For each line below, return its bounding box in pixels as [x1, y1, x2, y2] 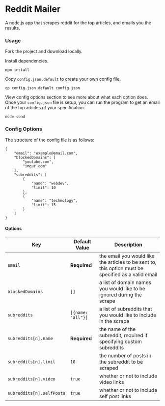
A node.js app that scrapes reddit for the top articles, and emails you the [5, 20, 151, 26]
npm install [5, 67, 29, 72]
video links [99, 378, 124, 385]
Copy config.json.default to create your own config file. [5, 76, 121, 82]
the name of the [99, 326, 136, 333]
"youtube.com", [23, 159, 54, 164]
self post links [99, 393, 132, 400]
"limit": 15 [31, 202, 56, 207]
